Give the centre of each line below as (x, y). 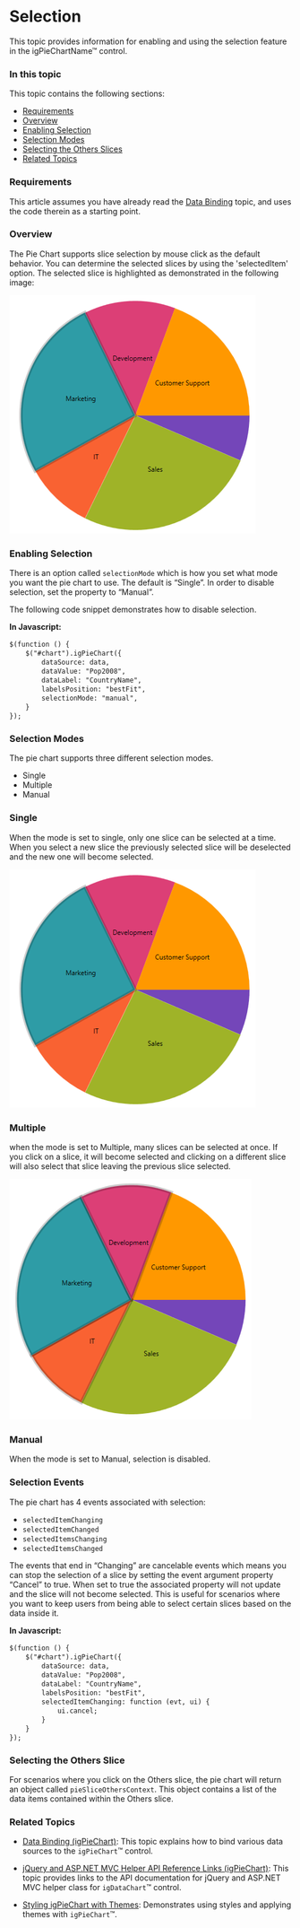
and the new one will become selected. (81, 856)
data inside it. (34, 1613)
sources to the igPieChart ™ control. (88, 1851)
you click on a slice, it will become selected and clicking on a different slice (148, 1157)
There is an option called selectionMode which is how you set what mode (144, 573)
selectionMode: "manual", (90, 698)
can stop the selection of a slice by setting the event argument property (141, 1575)
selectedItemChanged (60, 1530)
